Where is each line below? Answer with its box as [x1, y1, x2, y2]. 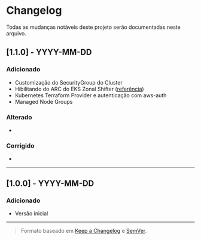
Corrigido [6, 142, 35, 150]
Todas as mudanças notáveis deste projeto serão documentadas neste [6, 23, 181, 31]
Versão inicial [14, 209, 48, 217]
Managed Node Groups [14, 98, 73, 105]
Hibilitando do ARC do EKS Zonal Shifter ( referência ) [14, 85, 145, 92]
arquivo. [6, 29, 27, 37]
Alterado [6, 113, 32, 121]
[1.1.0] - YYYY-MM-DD [6, 47, 92, 58]
